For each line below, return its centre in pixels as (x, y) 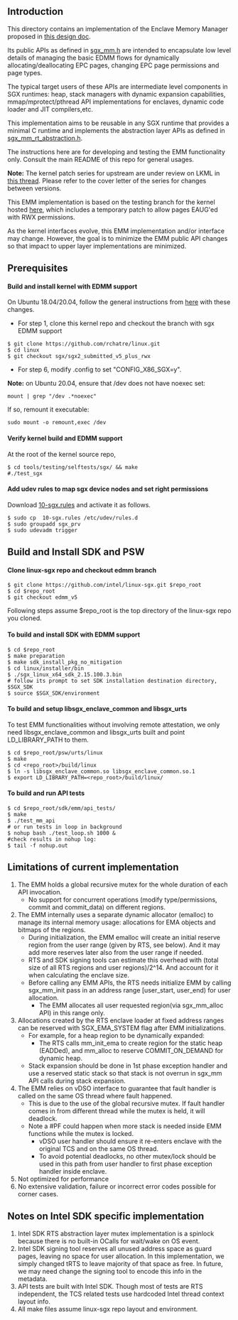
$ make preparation (36, 656)
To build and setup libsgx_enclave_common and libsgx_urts (97, 709)
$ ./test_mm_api (31, 821)
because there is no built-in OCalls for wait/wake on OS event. (109, 1241)
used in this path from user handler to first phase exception (126, 1164)
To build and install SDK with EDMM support (74, 634)
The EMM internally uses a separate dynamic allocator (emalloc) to (115, 914)
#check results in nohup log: (52, 840)
